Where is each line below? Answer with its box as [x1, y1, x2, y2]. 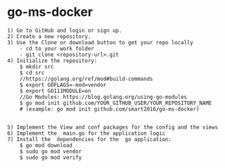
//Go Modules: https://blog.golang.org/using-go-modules [19, 93, 188, 100]
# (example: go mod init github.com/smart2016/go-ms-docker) [19, 105, 199, 113]
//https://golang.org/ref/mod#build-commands [19, 75, 154, 82]
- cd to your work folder [19, 45, 95, 52]
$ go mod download [19, 142, 73, 149]
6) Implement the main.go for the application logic [7, 129, 166, 137]
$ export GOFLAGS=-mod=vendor [19, 81, 107, 88]
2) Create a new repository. [7, 32, 91, 40]
